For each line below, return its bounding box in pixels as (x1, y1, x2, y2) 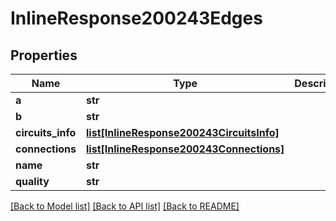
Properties (10, 47, 78, 64)
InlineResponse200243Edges (10, 7, 263, 30)
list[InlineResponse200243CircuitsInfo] (86, 126, 280, 139)
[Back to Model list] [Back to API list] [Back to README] (10, 200, 240, 212)
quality (15, 175, 50, 188)
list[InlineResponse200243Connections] (86, 142, 285, 156)
